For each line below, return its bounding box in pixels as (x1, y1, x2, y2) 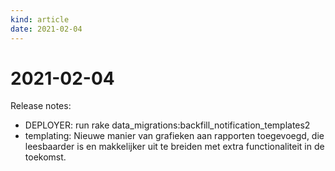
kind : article (10, 14, 70, 25)
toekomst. (24, 151, 67, 163)
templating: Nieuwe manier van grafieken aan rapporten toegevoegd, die (24, 130, 325, 142)
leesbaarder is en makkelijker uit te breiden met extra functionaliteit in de (24, 141, 325, 153)
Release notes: (10, 100, 72, 112)
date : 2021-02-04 (10, 24, 83, 34)
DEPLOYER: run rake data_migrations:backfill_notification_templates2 (24, 119, 311, 131)
